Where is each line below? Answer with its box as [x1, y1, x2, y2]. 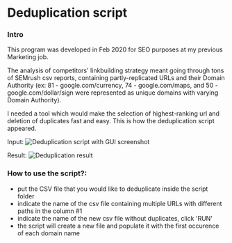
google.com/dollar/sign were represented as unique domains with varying [7, 88, 219, 97]
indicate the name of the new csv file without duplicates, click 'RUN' [17, 214, 213, 222]
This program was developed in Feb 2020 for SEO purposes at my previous [7, 45, 224, 54]
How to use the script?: [7, 168, 88, 178]
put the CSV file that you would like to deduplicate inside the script [17, 185, 208, 193]
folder [17, 191, 35, 200]
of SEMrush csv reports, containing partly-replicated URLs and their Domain [7, 74, 226, 82]
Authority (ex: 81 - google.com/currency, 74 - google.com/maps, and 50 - [7, 81, 219, 90]
